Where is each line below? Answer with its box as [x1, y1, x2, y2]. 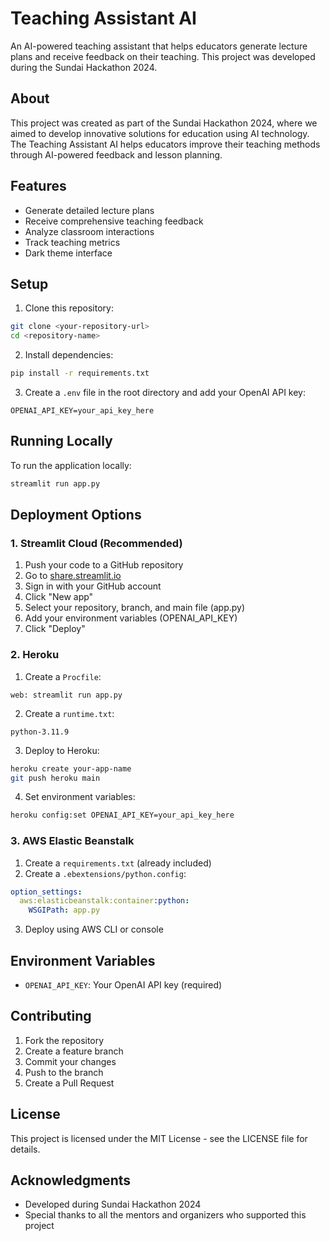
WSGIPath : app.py [28, 905, 101, 916]
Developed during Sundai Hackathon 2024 [24, 1198, 202, 1211]
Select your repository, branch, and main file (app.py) [24, 602, 246, 614]
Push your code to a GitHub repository [24, 559, 184, 571]
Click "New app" [24, 591, 94, 603]
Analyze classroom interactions [24, 225, 155, 237]
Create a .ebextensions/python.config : [24, 867, 187, 879]
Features [10, 178, 67, 195]
